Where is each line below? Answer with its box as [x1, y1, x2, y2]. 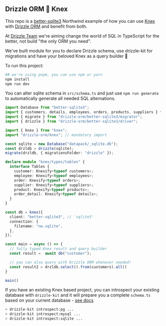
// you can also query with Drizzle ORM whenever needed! [9, 260, 132, 265]
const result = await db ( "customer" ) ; [9, 251, 92, 256]
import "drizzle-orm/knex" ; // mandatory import [5, 132, 107, 138]
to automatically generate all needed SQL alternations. [5, 95, 116, 101]
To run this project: [5, 62, 43, 68]
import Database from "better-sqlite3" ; [5, 105, 90, 110]
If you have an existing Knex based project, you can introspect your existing [5, 287, 160, 293]
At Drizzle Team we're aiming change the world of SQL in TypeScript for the [5, 33, 160, 39]
